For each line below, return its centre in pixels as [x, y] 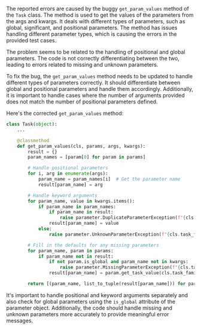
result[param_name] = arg [70, 185]
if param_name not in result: [76, 256]
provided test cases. [31, 40]
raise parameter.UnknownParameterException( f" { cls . [115, 234]
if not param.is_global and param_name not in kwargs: [118, 262]
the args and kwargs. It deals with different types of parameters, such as [96, 21]
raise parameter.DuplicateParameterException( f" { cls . [128, 218]
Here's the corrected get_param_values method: [65, 113]
